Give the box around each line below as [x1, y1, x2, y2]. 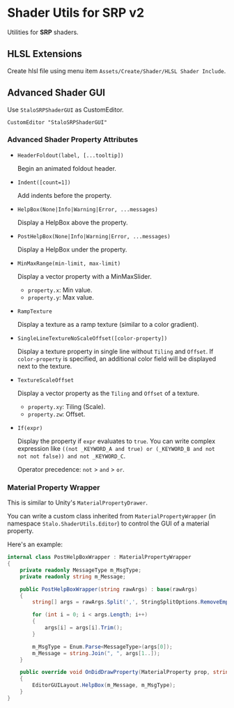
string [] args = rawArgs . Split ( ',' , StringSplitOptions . [32, 599, 201, 606]
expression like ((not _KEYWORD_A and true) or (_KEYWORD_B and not [17, 444, 215, 452]
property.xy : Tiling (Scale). [27, 402, 106, 410]
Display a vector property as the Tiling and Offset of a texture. [17, 389, 200, 397]
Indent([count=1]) [17, 179, 71, 186]
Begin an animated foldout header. [17, 164, 117, 172]
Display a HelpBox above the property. [17, 218, 128, 226]
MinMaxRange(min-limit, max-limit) [17, 260, 121, 267]
